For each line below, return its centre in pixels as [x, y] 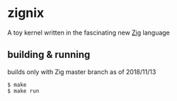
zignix [26, 13]
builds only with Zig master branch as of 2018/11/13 [82, 71]
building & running [49, 55]
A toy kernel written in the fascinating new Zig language [88, 32]
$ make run [23, 91]
